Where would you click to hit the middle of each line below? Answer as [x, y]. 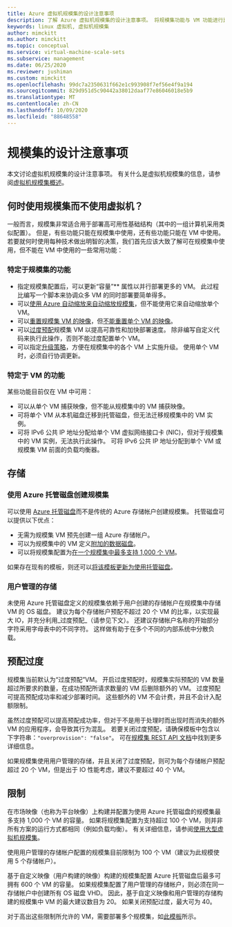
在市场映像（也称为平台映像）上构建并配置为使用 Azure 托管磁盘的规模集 [111, 811]
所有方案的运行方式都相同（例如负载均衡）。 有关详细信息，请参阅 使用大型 [112, 829]
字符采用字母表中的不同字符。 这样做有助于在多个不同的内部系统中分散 [108, 628]
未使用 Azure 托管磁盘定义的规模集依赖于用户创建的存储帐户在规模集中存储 [114, 603]
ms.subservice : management [46, 59]
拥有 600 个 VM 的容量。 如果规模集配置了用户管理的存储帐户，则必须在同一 [116, 884]
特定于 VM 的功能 [36, 375]
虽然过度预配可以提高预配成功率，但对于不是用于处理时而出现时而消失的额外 [116, 720]
